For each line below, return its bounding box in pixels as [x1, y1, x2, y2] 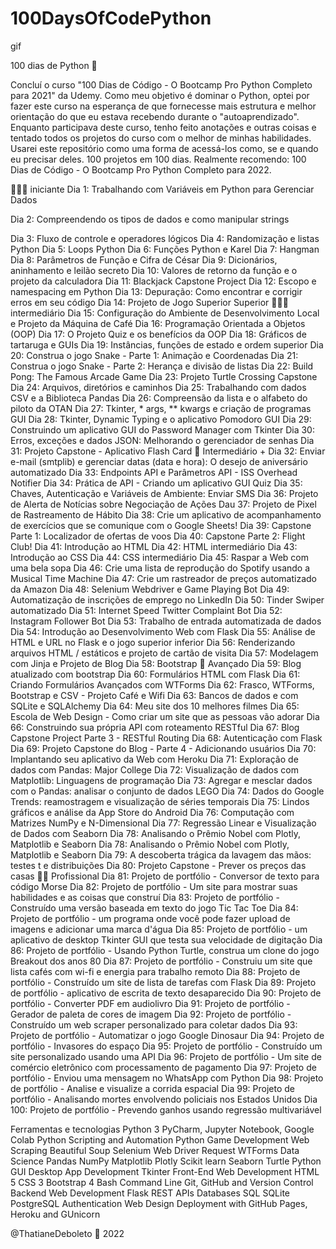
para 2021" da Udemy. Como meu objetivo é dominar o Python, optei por [10, 89, 310, 101]
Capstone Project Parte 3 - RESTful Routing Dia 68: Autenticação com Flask [10, 732, 323, 744]
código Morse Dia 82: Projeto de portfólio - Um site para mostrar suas [10, 880, 298, 892]
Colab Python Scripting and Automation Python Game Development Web [10, 1133, 310, 1146]
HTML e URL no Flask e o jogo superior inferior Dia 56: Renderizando [10, 636, 296, 648]
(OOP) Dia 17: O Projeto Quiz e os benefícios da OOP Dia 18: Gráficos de [10, 328, 307, 340]
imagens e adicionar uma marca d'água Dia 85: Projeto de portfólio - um [10, 923, 308, 935]
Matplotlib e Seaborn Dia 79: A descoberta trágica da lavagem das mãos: [10, 848, 312, 861]
